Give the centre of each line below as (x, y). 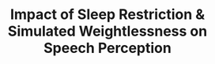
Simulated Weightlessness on (107, 31)
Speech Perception (107, 48)
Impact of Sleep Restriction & (107, 15)
